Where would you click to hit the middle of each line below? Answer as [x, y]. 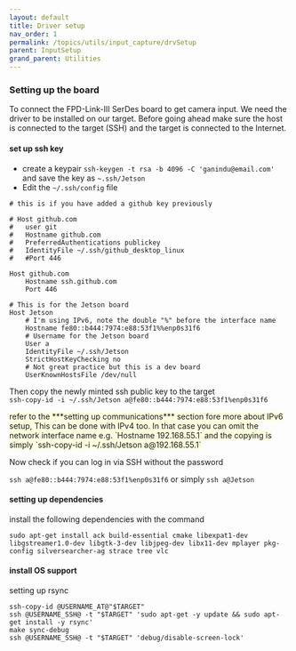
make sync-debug [39, 630]
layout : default [39, 17]
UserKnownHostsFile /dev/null [81, 374]
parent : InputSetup [45, 51]
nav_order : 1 [33, 34]
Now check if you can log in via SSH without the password [116, 462]
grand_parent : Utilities [55, 59]
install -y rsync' [59, 622]
